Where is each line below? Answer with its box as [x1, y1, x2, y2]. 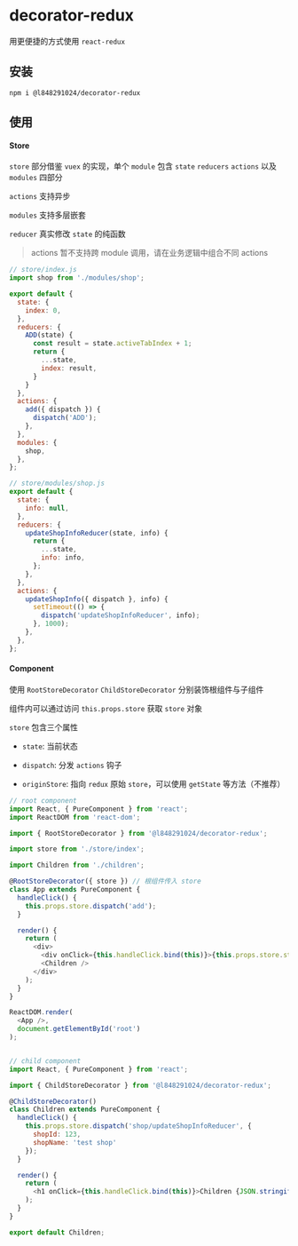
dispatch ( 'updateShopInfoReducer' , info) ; [41, 611, 200, 620]
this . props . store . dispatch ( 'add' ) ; [25, 901, 157, 910]
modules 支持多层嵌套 [9, 210, 87, 220]
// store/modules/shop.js [9, 479, 105, 488]
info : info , [41, 553, 86, 562]
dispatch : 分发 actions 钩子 [21, 759, 122, 770]
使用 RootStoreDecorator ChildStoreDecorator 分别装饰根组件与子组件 [9, 684, 264, 694]
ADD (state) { [25, 330, 74, 340]
